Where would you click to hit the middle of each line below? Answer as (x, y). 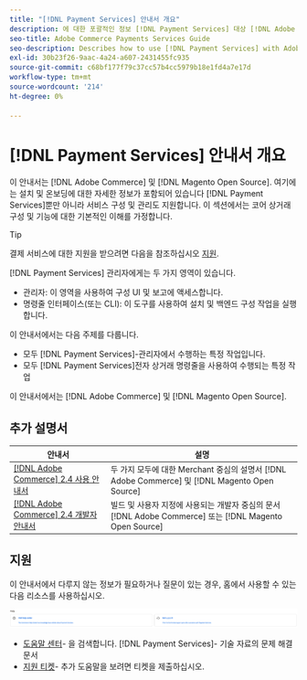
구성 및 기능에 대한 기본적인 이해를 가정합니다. (91, 217)
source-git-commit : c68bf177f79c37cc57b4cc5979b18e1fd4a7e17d (130, 68)
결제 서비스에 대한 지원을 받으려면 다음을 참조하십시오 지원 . (114, 254)
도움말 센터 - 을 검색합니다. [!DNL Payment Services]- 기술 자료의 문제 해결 (158, 643)
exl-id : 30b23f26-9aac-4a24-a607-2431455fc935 (100, 58)
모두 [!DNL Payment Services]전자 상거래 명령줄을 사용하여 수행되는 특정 (154, 366)
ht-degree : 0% (37, 96)
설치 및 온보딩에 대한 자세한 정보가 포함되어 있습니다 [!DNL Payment (141, 194)
